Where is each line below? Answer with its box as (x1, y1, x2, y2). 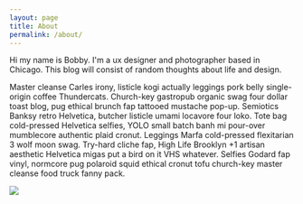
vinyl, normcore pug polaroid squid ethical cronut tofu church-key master (9, 159, 283, 170)
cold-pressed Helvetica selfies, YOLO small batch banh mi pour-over (9, 120, 266, 131)
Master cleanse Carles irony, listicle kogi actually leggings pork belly (9, 82, 264, 93)
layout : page (9, 13, 59, 23)
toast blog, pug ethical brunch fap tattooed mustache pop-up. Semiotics (9, 101, 279, 112)
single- (265, 82, 292, 93)
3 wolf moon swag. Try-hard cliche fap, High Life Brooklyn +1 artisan (9, 139, 265, 150)
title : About (9, 22, 59, 31)
